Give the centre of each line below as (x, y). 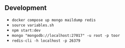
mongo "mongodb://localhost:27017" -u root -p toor (66, 35)
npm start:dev (26, 30)
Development (26, 8)
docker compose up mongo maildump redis (54, 20)
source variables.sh (33, 25)
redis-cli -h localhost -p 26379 (46, 41)
